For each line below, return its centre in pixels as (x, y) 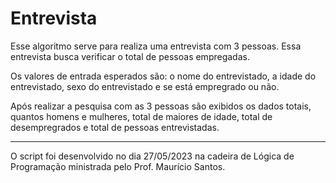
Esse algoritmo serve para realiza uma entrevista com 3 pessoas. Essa (156, 46)
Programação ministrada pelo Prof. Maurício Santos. (118, 166)
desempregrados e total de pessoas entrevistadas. (115, 127)
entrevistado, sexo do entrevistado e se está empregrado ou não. (145, 86)
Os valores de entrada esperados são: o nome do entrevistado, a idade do (163, 76)
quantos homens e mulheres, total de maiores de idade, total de (141, 116)
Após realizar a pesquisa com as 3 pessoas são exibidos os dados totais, (161, 106)
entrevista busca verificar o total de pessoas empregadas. (130, 56)
